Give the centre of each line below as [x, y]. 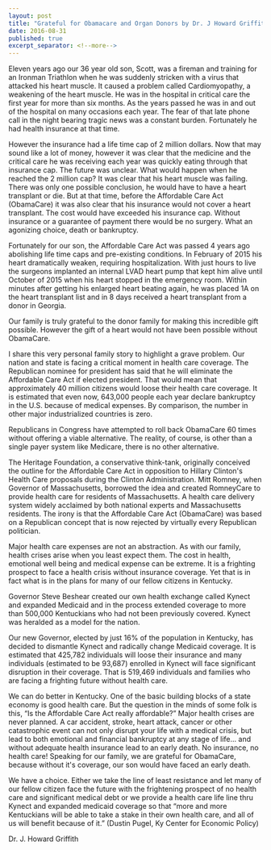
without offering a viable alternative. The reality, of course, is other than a [130, 438]
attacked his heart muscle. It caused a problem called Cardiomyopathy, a [130, 86]
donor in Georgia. [38, 306]
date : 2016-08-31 [38, 31]
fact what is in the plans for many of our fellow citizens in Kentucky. [121, 581]
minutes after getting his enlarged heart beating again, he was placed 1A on [134, 289]
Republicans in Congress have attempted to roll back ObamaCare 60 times [132, 430]
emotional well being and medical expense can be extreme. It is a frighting [132, 564]
